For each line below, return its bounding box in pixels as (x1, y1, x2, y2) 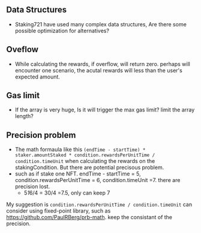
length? (14, 113, 34, 120)
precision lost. (14, 183, 50, 190)
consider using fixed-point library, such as (6, 207, 111, 214)
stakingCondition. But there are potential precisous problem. (14, 164, 164, 171)
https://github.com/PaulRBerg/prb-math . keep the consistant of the (6, 214, 173, 221)
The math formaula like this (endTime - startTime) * (14, 146, 146, 153)
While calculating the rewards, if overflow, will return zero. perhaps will (14, 60, 190, 68)
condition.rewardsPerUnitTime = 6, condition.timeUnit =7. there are (14, 177, 181, 184)
